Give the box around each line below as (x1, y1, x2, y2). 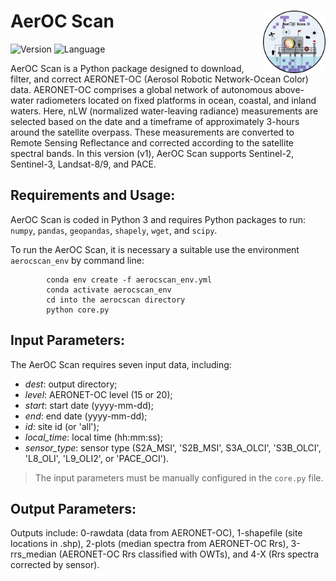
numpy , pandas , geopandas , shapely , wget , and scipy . (10, 224, 218, 236)
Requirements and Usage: (10, 187, 176, 204)
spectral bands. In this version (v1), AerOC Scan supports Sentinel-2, (10, 147, 295, 159)
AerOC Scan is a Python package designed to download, (10, 62, 245, 74)
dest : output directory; (24, 378, 118, 390)
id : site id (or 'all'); (24, 420, 100, 432)
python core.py (46, 305, 110, 315)
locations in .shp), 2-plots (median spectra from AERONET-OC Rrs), (10, 538, 289, 550)
